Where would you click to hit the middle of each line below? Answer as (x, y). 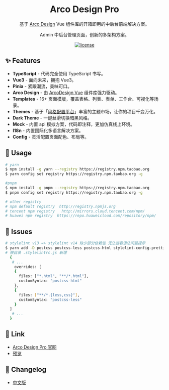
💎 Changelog (26, 370)
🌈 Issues (19, 231)
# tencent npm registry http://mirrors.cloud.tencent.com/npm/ (75, 211)
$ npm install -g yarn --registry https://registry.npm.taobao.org (77, 169)
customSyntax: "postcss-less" (50, 299)
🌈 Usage (18, 153)
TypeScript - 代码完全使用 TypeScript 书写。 (59, 73)
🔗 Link (15, 334)
